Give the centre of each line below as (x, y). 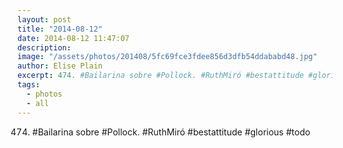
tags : (28, 85)
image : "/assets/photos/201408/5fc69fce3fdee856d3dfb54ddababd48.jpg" (167, 57)
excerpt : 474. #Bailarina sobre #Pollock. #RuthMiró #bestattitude (161, 76)
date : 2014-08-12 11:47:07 (73, 38)
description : (44, 47)
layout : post (44, 19)
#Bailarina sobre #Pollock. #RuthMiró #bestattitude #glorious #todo (171, 132)
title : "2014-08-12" (60, 29)
